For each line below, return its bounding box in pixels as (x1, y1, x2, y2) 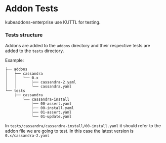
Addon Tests (5, 3, 58, 14)
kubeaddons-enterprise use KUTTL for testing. (5, 19, 101, 25)
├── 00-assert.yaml (31, 101, 72, 106)
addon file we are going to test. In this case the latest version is (5, 128, 134, 134)
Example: (5, 57, 24, 63)
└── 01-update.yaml (31, 114, 72, 119)
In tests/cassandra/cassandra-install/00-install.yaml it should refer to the (5, 123, 161, 129)
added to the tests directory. (5, 48, 64, 54)
